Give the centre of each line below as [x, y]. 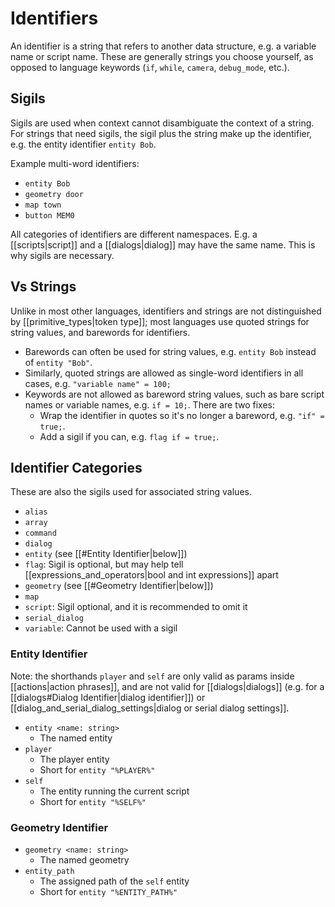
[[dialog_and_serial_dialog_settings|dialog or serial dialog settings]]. [150, 708]
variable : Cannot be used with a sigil [101, 628]
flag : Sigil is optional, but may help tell [104, 564]
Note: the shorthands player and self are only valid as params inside [152, 676]
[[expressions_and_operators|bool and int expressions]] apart [151, 575]
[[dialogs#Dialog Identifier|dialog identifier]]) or [108, 697]
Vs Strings [43, 287]
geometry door [54, 194]
